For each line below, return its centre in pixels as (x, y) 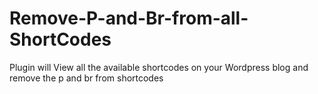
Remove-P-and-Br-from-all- (129, 18)
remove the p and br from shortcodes (86, 78)
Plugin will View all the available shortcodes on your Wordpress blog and (159, 67)
